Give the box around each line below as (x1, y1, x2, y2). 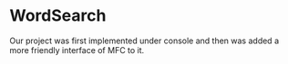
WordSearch (9, 5, 107, 26)
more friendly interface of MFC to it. (9, 44, 145, 55)
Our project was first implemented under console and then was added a (9, 35, 280, 46)
